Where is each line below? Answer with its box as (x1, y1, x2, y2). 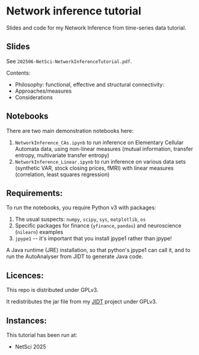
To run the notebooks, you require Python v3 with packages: (6, 204, 156, 211)
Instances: (6, 315, 47, 326)
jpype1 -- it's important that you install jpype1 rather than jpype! (14, 235, 173, 242)
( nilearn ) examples (14, 229, 64, 236)
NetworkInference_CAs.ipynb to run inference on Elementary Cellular (14, 138, 184, 146)
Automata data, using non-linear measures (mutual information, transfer (14, 145, 194, 152)
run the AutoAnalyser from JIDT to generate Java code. (6, 253, 144, 260)
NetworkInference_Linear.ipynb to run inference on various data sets (14, 158, 186, 165)
